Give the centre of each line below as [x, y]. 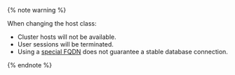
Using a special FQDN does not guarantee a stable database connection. [122, 52]
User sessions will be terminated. [66, 44]
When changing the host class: [52, 23]
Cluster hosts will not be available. [67, 37]
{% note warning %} [37, 10]
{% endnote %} [30, 65]
